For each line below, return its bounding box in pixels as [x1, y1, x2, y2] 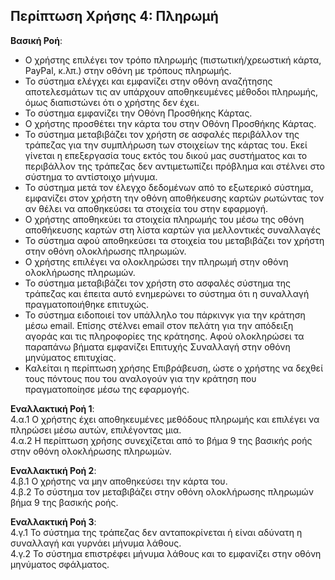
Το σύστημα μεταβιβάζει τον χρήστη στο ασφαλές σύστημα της [24, 277, 291, 289]
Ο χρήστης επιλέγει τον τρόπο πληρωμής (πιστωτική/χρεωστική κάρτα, [24, 54, 322, 66]
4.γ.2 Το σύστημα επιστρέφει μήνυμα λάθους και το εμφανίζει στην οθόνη [10, 547, 322, 559]
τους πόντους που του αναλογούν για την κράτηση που [24, 372, 257, 384]
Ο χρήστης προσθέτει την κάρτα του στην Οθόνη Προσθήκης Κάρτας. [24, 117, 317, 129]
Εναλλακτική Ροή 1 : [10, 402, 95, 414]
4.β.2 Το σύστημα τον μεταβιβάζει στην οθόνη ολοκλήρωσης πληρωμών [10, 485, 314, 498]
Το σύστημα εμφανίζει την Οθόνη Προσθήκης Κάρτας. [24, 107, 253, 119]
